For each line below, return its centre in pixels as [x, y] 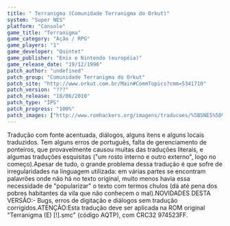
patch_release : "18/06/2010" [49, 97]
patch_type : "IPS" [33, 103]
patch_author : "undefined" [46, 71]
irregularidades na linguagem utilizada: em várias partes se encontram [106, 171]
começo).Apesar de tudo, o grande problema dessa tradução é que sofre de [115, 164]
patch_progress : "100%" [41, 109]
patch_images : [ [30, 115]
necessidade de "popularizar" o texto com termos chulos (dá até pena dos [112, 186]
